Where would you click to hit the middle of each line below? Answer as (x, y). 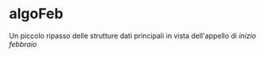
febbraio (23, 44)
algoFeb (36, 14)
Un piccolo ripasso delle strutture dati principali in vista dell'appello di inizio (133, 36)
